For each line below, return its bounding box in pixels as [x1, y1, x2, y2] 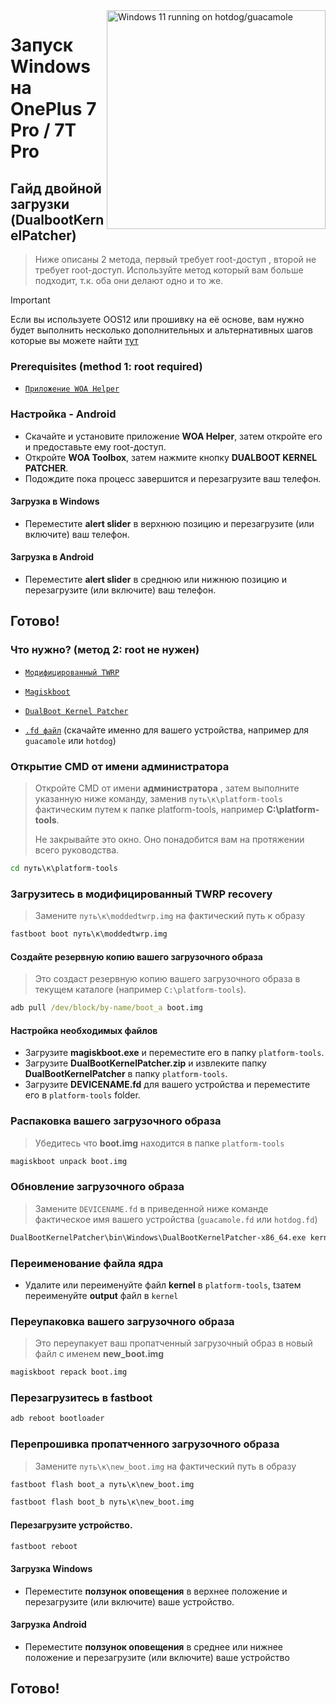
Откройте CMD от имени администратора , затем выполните [34, 782, 300, 794]
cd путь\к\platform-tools [10, 863, 118, 873]
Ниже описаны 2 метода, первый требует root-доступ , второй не [34, 254, 317, 265]
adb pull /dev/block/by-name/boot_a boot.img [10, 1003, 203, 1013]
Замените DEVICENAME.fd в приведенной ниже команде [34, 1202, 269, 1214]
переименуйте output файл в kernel [24, 1289, 179, 1301]
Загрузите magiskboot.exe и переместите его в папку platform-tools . [24, 1047, 325, 1059]
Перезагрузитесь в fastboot [10, 1391, 153, 1405]
